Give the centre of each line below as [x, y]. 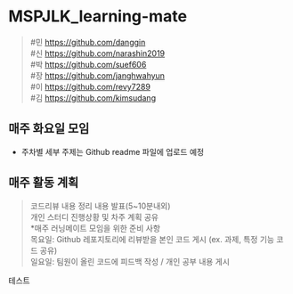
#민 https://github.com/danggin [88, 42]
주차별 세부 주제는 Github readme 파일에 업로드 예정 [113, 151]
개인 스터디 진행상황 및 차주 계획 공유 [94, 216]
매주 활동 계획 [44, 183]
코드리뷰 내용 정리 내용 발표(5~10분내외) [100, 206]
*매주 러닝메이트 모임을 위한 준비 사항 [95, 228]
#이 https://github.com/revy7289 [90, 86]
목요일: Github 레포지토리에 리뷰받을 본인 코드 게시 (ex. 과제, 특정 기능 [152, 239]
